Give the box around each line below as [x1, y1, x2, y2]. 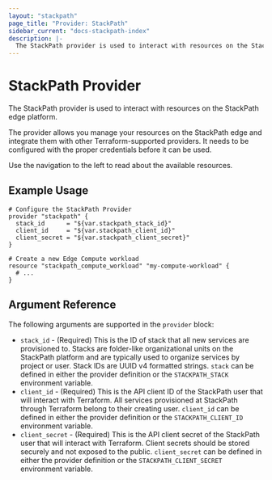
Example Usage [8, 183, 89, 198]
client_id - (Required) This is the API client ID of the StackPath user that [19, 386, 263, 396]
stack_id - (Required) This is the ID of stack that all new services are [19, 335, 249, 344]
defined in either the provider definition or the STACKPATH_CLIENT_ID [19, 412, 244, 422]
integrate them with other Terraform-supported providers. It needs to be [8, 137, 249, 146]
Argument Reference [8, 298, 117, 312]
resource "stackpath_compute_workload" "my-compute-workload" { [8, 262, 230, 270]
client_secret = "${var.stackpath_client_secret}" [15, 234, 190, 242]
